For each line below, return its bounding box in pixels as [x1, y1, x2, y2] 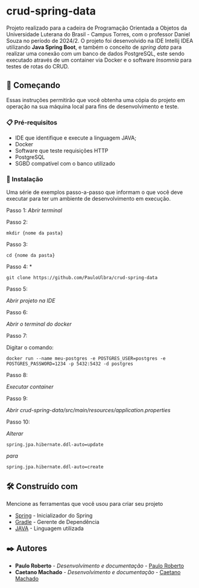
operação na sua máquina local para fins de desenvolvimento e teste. [6, 103, 179, 110]
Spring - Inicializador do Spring [14, 512, 93, 519]
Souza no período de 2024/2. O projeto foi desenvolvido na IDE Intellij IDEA [6, 37, 194, 44]
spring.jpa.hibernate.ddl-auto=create [6, 464, 104, 470]
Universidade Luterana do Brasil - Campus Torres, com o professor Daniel [6, 30, 191, 37]
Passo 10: [6, 418, 30, 425]
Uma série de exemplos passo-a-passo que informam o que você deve [6, 189, 183, 196]
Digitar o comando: [6, 344, 54, 351]
